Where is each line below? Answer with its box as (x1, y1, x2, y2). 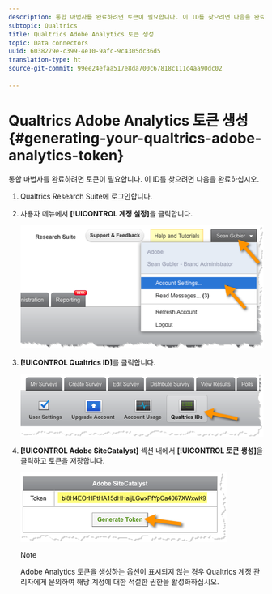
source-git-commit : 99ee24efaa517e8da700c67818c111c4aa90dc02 (8, 65, 223, 73)
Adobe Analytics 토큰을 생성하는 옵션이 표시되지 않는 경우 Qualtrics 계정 (19, 566, 253, 576)
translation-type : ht (8, 56, 82, 64)
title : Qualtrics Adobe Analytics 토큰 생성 (8, 30, 155, 38)
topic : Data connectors (8, 39, 89, 47)
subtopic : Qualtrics (8, 21, 79, 30)
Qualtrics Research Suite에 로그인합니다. (19, 191, 153, 201)
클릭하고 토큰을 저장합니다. (19, 455, 105, 465)
